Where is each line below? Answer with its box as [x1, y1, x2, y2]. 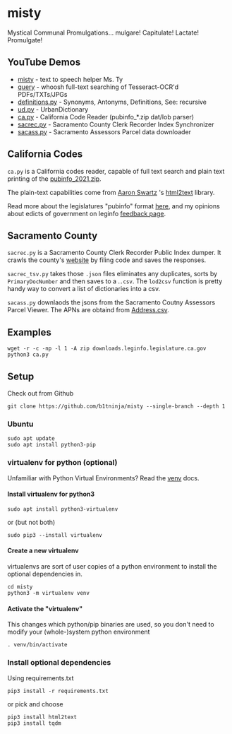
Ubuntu [7, 419, 34, 429]
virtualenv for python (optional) [7, 458, 118, 468]
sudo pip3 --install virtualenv [7, 531, 102, 538]
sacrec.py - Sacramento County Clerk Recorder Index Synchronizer [17, 120, 214, 129]
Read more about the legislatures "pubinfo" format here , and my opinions [7, 201, 220, 210]
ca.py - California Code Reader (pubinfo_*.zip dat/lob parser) [17, 112, 195, 121]
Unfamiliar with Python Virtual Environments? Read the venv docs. [7, 473, 200, 482]
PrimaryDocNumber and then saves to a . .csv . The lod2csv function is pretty [7, 277, 223, 285]
